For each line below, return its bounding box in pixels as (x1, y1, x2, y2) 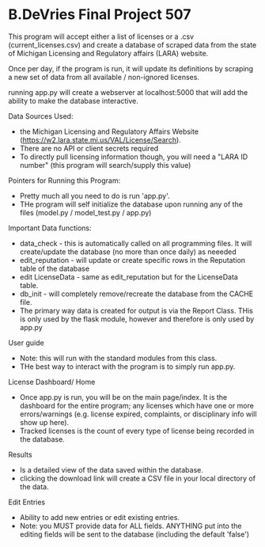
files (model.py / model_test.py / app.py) (19, 207, 152, 217)
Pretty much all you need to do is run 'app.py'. (19, 191, 170, 200)
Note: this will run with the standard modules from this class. (19, 353, 218, 363)
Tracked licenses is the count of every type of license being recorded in (19, 426, 255, 435)
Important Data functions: (8, 223, 92, 233)
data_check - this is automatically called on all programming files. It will (19, 238, 252, 248)
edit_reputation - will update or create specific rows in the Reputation (19, 255, 246, 264)
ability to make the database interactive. (8, 96, 138, 105)
